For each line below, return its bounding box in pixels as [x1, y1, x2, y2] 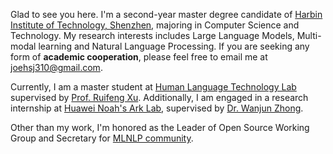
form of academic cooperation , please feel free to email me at [10, 51, 268, 63]
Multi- [296, 30, 322, 41]
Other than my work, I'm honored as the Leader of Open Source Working [10, 122, 310, 133]
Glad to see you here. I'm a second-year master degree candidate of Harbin [10, 9, 323, 20]
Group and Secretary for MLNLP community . [10, 132, 194, 144]
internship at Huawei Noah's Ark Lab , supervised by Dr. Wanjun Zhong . [10, 102, 304, 114]
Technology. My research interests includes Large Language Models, [10, 30, 295, 41]
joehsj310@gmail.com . [10, 62, 103, 73]
